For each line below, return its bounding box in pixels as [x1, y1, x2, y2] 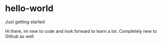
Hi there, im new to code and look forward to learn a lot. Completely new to [5, 28, 157, 34]
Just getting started [5, 19, 45, 25]
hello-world [5, 3, 54, 14]
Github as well [5, 33, 34, 39]
